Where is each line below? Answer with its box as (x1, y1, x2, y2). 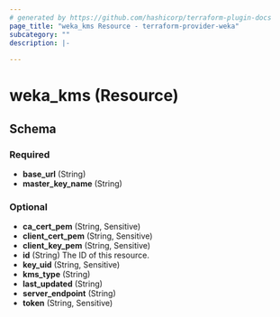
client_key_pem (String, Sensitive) (22, 240, 151, 251)
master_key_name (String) (22, 178, 123, 189)
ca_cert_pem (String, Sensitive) (22, 222, 141, 232)
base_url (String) (22, 168, 86, 179)
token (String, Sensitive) (22, 298, 113, 309)
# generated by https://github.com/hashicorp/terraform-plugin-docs (9, 13, 272, 23)
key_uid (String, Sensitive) (22, 259, 121, 270)
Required (9, 148, 50, 160)
